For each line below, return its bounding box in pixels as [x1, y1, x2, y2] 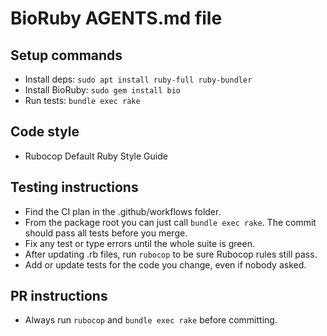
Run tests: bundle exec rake [24, 95, 141, 106]
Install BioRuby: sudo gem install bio [24, 84, 182, 96]
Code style [10, 123, 80, 141]
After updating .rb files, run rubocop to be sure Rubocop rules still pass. [24, 248, 318, 260]
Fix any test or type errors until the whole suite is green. [24, 237, 255, 249]
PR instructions [10, 288, 108, 305]
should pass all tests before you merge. [24, 227, 188, 239]
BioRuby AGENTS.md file [10, 7, 223, 30]
